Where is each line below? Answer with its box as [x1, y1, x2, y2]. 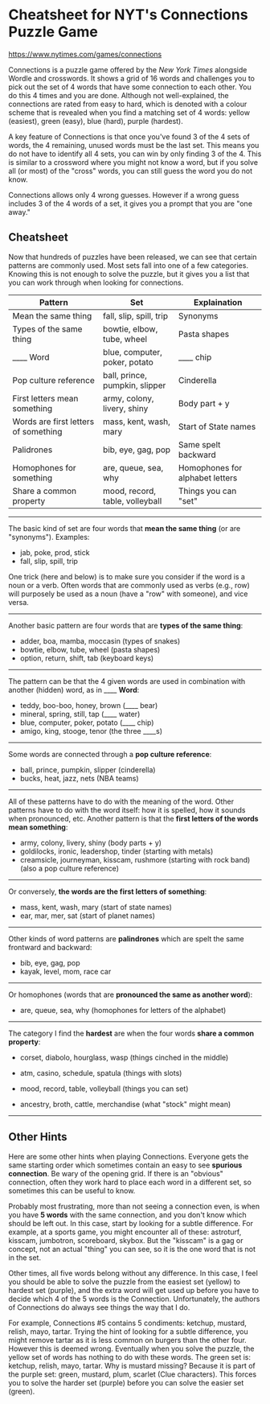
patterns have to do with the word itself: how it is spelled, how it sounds [8, 805, 246, 814]
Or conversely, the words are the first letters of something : [8, 887, 207, 896]
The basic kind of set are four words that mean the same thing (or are [8, 523, 241, 533]
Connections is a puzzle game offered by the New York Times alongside [8, 64, 247, 74]
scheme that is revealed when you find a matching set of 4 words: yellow [8, 107, 251, 117]
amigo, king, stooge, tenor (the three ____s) [19, 726, 163, 735]
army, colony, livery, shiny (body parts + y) [19, 838, 162, 847]
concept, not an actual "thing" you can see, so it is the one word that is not [8, 1244, 256, 1254]
